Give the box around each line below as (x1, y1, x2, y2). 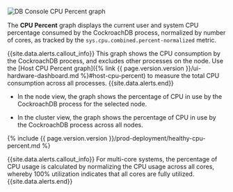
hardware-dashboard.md (7, 72, 79, 79)
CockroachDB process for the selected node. (17, 100, 147, 108)
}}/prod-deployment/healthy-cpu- (109, 134, 206, 142)
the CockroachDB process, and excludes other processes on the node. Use (7, 57, 224, 65)
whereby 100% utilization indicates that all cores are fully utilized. (7, 170, 195, 178)
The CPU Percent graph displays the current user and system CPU (7, 21, 199, 29)
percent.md (7, 142, 40, 150)
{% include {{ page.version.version (7, 134, 108, 142)
